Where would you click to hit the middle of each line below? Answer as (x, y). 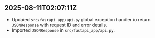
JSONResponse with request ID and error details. (59, 25)
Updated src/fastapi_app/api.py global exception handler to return (81, 19)
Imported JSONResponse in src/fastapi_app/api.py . (63, 30)
